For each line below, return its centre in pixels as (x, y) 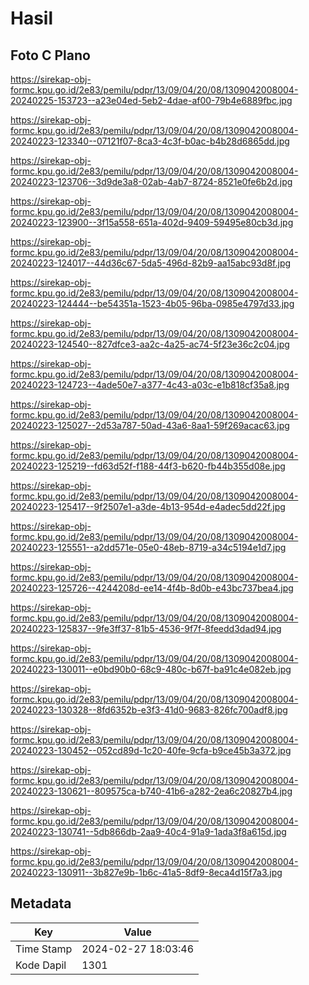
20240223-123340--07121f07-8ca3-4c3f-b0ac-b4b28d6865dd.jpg (150, 141)
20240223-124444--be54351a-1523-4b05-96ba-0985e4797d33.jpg (152, 303)
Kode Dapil (41, 965)
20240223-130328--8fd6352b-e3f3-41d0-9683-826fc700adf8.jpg (149, 710)
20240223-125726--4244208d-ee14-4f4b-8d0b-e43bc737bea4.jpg (152, 588)
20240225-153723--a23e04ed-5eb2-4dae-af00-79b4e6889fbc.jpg (151, 100)
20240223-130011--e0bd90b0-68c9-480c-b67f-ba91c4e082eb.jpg (151, 669)
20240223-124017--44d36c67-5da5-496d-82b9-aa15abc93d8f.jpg (151, 263)
